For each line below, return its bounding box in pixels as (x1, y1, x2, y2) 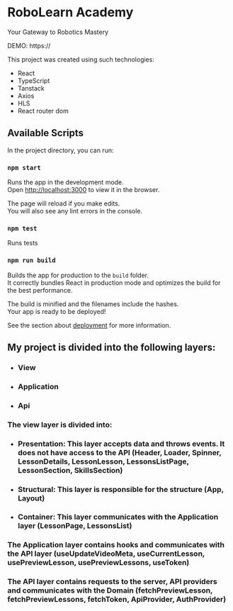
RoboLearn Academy (7, 4, 134, 21)
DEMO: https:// (7, 41, 51, 50)
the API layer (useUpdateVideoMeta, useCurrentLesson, (7, 549, 205, 559)
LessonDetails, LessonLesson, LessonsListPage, (17, 456, 189, 466)
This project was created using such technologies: (7, 55, 154, 64)
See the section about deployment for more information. (7, 320, 171, 330)
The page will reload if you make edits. (7, 199, 120, 208)
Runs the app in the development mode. (7, 178, 124, 186)
